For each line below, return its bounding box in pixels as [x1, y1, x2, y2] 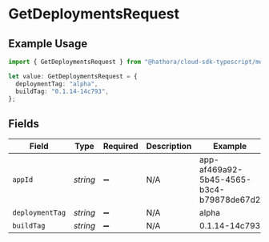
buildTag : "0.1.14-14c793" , [15, 87, 110, 95]
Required [102, 141, 139, 152]
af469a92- [199, 164, 243, 175]
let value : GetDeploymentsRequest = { [8, 72, 138, 80]
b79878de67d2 [199, 194, 261, 205]
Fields [8, 117, 40, 131]
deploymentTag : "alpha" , [15, 79, 98, 88]
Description [146, 141, 192, 152]
